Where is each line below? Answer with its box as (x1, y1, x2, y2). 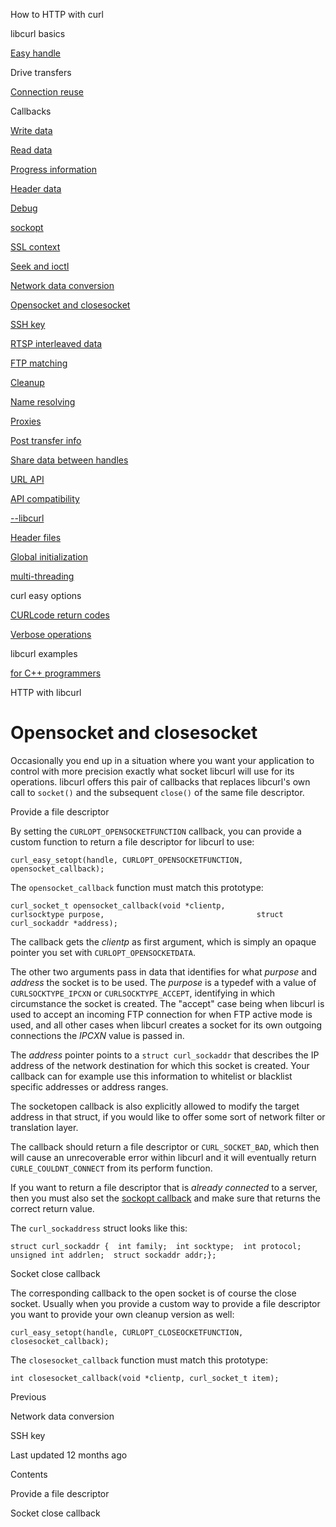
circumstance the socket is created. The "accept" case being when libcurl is (10, 997, 325, 1009)
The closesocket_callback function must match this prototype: (10, 1354, 268, 1366)
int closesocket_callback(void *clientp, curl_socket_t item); (10, 1373, 280, 1383)
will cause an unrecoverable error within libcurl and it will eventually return (10, 1151, 317, 1163)
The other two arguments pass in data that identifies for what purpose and (10, 965, 317, 978)
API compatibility (10, 493, 80, 504)
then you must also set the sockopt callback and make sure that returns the (10, 1192, 321, 1204)
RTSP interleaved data (10, 338, 103, 349)
